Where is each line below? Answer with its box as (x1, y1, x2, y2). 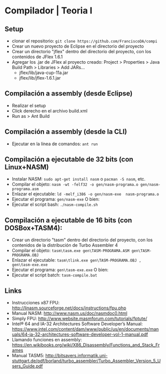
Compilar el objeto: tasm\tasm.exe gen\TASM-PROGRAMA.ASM (11, 248, 130, 254)
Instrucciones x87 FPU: (11, 300, 60, 306)
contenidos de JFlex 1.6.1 (11, 54, 63, 60)
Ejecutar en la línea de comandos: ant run (11, 141, 98, 147)
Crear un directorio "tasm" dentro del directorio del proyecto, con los (11, 237, 153, 243)
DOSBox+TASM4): (4, 224, 62, 232)
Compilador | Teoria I (4, 5, 93, 16)
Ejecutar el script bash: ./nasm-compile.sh (11, 201, 98, 207)
